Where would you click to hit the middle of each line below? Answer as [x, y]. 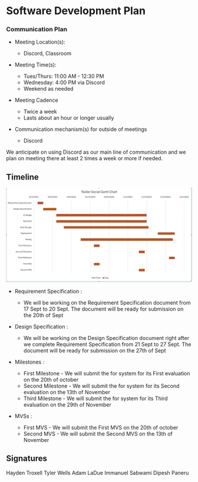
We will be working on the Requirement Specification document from [107, 302]
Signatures [27, 459]
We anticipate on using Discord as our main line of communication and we [96, 152]
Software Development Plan [76, 11]
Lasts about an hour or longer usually [69, 118]
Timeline [23, 177]
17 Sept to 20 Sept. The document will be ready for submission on [103, 309]
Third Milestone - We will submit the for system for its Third [95, 398]
